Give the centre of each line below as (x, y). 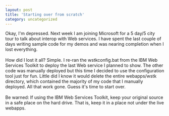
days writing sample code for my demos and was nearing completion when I (84, 44)
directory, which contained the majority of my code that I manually (74, 81)
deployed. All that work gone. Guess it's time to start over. (66, 87)
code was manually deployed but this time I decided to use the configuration (85, 71)
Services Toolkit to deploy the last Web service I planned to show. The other (84, 65)
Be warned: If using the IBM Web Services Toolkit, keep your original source (84, 97)
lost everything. (21, 49)
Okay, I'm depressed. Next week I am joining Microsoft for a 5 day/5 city (80, 34)
